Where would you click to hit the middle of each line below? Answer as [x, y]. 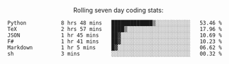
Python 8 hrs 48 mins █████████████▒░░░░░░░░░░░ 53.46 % [114, 23]
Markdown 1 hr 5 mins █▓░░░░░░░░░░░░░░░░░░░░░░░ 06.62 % [114, 48]
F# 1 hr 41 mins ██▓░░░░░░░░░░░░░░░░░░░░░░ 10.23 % [114, 41]
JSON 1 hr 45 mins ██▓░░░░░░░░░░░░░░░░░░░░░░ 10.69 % [114, 35]
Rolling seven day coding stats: [118, 10]
